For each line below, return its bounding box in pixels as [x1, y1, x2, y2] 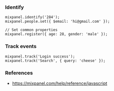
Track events [5, 43, 37, 50]
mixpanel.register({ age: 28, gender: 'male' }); [5, 32, 108, 37]
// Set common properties [5, 28, 57, 32]
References [5, 69, 33, 76]
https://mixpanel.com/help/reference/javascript [12, 80, 108, 86]
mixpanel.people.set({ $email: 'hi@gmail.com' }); [5, 19, 110, 24]
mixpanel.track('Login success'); [5, 54, 76, 59]
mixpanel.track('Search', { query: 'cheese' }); [5, 58, 106, 63]
